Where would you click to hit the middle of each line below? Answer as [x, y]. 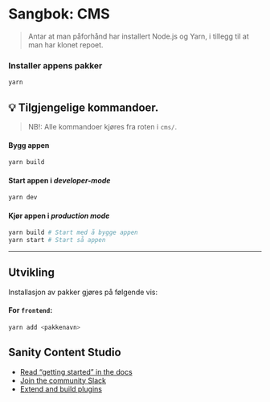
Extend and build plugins [61, 389]
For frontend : [31, 310]
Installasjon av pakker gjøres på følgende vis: [83, 292]
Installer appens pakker [55, 65]
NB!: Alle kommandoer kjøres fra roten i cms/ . [102, 126]
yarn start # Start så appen [57, 240]
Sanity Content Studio [65, 353]
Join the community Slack [63, 380]
